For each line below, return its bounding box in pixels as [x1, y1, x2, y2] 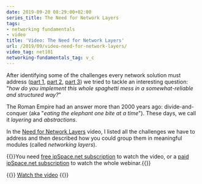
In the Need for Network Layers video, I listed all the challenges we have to [6, 128, 195, 135]
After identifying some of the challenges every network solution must [6, 71, 181, 79]
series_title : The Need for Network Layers [6, 15, 119, 21]
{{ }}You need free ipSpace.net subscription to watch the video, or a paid [6, 153, 189, 160]
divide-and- [164, 102, 194, 110]
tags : [6, 20, 20, 26]
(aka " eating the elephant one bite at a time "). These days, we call [28, 109, 196, 117]
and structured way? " [6, 91, 61, 98]
